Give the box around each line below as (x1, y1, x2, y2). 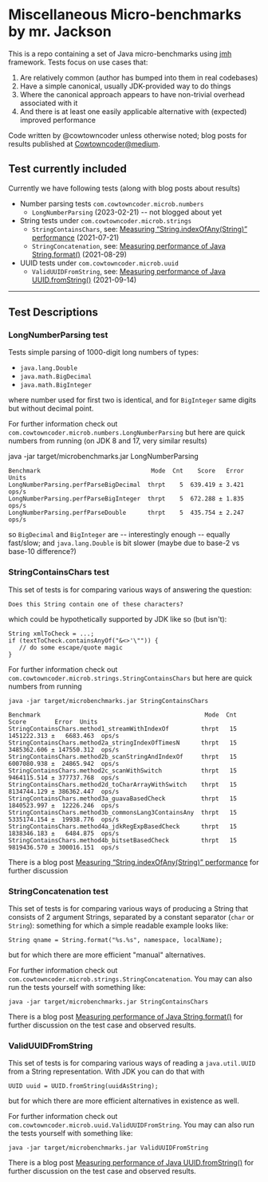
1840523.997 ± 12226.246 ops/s (8, 801, 120, 810)
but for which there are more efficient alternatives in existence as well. (8, 1096, 239, 1105)
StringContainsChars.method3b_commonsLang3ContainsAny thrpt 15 (8, 808, 238, 816)
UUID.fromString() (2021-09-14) (31, 275, 137, 285)
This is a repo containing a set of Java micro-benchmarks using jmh (8, 49, 232, 58)
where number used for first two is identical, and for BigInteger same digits (8, 395, 257, 405)
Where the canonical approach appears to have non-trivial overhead (19, 89, 246, 99)
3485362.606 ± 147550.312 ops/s (8, 745, 120, 754)
